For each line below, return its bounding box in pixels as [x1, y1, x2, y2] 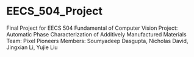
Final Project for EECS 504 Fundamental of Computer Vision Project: [6, 24, 178, 32]
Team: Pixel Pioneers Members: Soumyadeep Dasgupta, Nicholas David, [6, 37, 189, 44]
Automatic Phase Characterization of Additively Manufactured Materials [6, 30, 187, 38]
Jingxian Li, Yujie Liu [6, 44, 58, 51]
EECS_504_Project [6, 4, 102, 18]
